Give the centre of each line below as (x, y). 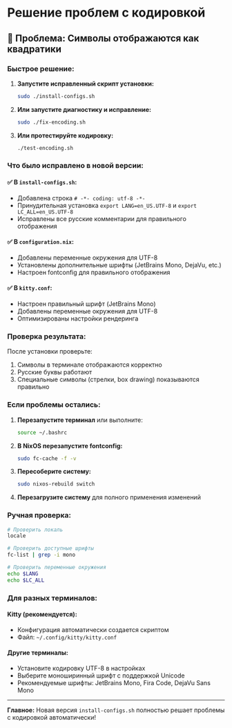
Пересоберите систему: (54, 472)
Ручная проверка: (39, 515)
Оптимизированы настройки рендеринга (78, 318)
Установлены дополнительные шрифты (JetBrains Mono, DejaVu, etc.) (119, 265)
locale (17, 536)
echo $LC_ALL (26, 580)
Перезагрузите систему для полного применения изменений (109, 497)
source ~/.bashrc (42, 432)
